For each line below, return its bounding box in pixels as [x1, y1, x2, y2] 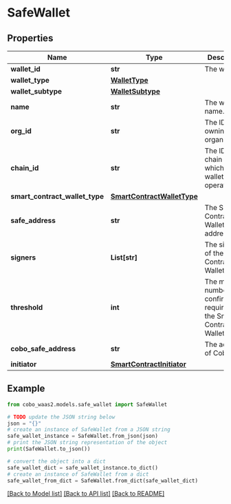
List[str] [110, 253, 137, 262]
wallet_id [10, 64, 41, 74]
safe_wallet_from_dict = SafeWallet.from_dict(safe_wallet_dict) [7, 477, 198, 484]
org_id [10, 126, 32, 136]
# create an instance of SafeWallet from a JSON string [7, 426, 170, 433]
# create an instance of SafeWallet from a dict [7, 470, 149, 478]
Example [7, 383, 45, 395]
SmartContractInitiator [110, 359, 187, 369]
